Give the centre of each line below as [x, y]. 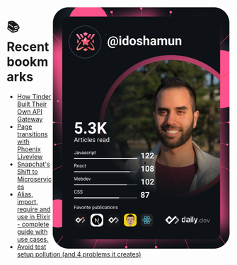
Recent [28, 47]
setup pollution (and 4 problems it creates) [79, 254]
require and [34, 209]
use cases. [33, 239]
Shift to [27, 171]
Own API [30, 111]
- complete [33, 224]
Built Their [32, 104]
